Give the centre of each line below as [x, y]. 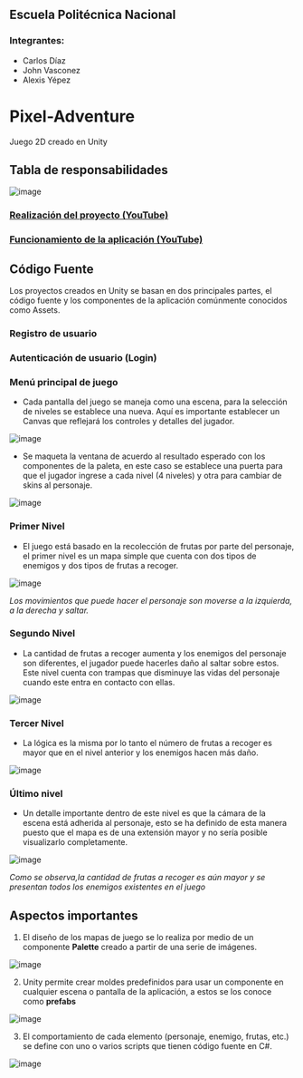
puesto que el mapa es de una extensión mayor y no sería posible [145, 832]
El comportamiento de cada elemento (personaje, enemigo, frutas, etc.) [156, 1036]
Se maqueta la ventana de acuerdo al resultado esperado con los [144, 456]
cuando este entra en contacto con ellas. [99, 682]
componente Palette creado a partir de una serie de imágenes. [140, 947]
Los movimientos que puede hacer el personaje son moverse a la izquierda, [151, 600]
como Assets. [35, 310]
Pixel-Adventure [72, 116]
